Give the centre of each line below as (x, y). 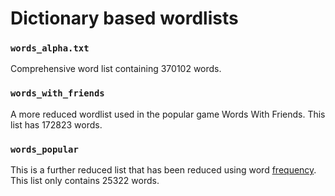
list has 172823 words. (56, 124)
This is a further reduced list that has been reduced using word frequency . (163, 170)
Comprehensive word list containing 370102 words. (116, 69)
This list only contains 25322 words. (85, 181)
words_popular (44, 149)
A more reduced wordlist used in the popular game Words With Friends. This (168, 114)
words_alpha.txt (50, 48)
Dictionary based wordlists (124, 18)
